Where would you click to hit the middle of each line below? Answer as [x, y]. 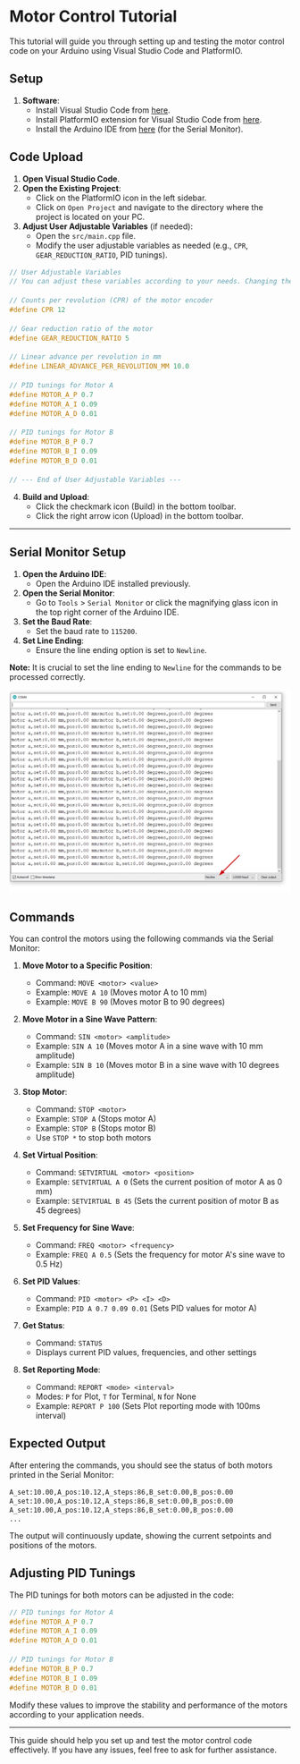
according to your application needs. [77, 1714]
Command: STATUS [69, 1343]
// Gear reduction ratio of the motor [81, 328]
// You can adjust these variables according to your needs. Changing [143, 282]
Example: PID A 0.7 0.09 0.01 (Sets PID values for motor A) [146, 1309]
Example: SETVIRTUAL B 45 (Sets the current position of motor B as [157, 1201]
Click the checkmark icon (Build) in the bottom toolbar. [136, 506]
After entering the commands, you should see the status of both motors [141, 1465]
